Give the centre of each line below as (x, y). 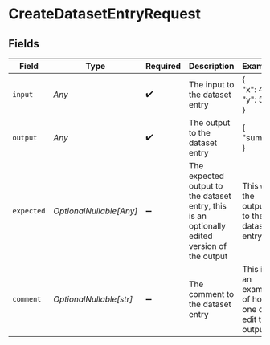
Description (211, 66)
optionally (207, 226)
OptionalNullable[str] (93, 299)
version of (208, 246)
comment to (211, 294)
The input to (211, 85)
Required (164, 66)
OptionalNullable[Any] (96, 211)
